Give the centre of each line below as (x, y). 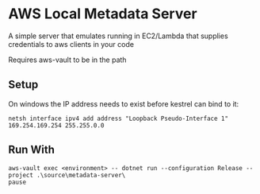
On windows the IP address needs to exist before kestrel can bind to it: (124, 103)
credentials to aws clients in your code (71, 44)
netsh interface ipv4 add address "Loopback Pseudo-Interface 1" (118, 118)
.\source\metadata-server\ (81, 175)
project (21, 175)
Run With (32, 150)
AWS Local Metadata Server (103, 14)
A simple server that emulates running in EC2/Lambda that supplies (118, 36)
